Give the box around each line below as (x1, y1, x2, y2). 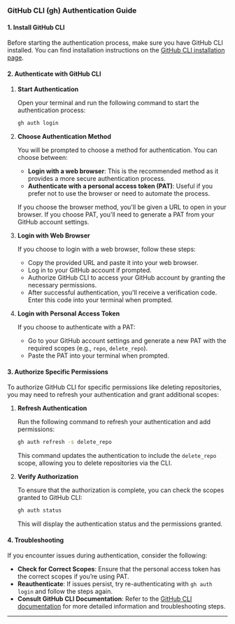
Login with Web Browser (17, 231, 90, 240)
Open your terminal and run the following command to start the (17, 99, 199, 107)
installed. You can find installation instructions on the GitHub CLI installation (7, 46, 225, 55)
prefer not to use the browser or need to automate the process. (27, 189, 211, 198)
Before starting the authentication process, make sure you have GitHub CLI (7, 39, 224, 47)
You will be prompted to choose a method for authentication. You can (17, 146, 218, 154)
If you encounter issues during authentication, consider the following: (7, 551, 208, 559)
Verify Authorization (17, 473, 79, 481)
